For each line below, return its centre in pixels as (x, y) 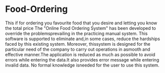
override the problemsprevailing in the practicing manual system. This (76, 33)
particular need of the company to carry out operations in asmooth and (78, 49)
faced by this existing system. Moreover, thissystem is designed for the (78, 44)
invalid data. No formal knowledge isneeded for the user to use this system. (82, 65)
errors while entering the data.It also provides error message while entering (82, 60)
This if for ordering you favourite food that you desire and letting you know (81, 23)
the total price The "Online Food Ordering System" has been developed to (81, 28)
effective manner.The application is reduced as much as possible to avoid (80, 54)
